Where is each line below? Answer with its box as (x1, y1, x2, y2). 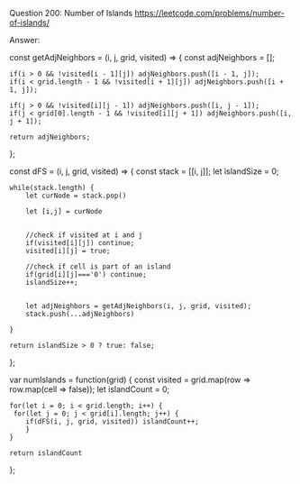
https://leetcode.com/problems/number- (134, 8, 286, 18)
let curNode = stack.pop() (25, 191, 127, 200)
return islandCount (9, 449, 83, 458)
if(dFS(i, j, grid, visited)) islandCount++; (25, 417, 200, 426)
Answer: (9, 35, 41, 45)
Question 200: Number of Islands (9, 8, 133, 18)
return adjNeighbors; (9, 132, 91, 142)
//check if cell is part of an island (25, 262, 171, 271)
